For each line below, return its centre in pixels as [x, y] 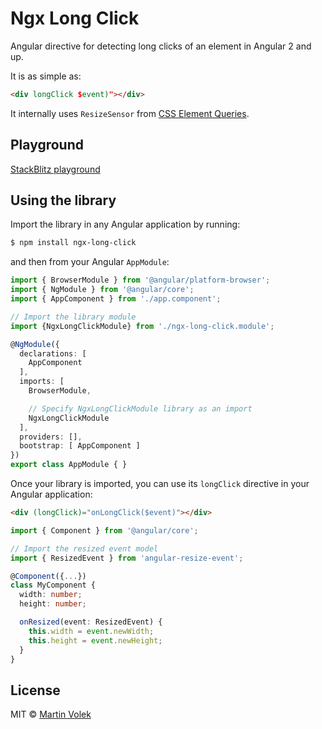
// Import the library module [73, 317]
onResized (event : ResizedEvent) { [91, 622]
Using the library [63, 200]
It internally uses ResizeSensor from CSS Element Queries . [130, 113]
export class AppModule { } [69, 465]
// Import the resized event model [84, 548]
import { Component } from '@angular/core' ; [104, 530]
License [35, 690]
